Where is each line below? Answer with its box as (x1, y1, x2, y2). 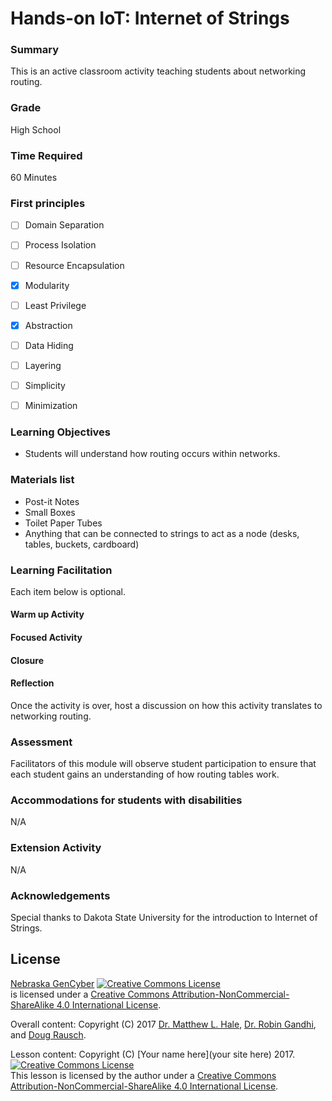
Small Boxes (24, 506, 76, 518)
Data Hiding (24, 339, 74, 351)
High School (10, 123, 62, 136)
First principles (10, 197, 86, 210)
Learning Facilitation (10, 563, 113, 577)
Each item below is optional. (10, 585, 126, 597)
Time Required (10, 148, 83, 162)
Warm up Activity (10, 608, 85, 621)
